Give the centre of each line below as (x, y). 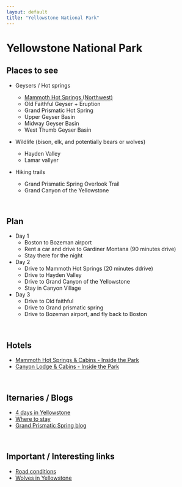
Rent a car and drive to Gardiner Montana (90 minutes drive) (100, 249)
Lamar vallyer (42, 160)
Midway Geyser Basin (52, 123)
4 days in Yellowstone (43, 412)
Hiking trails (30, 172)
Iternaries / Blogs (40, 398)
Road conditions (36, 471)
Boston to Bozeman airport (58, 243)
